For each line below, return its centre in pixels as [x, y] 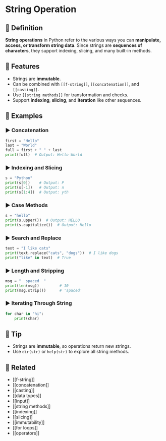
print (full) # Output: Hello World [44, 155]
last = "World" [21, 145]
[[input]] [21, 401]
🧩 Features [22, 67]
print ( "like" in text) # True [38, 258]
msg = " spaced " [26, 281]
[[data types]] [27, 396]
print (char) [27, 319]
